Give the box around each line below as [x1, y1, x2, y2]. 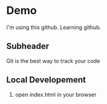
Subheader [6, 41, 50, 51]
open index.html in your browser [15, 91, 97, 98]
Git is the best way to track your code [6, 57, 100, 64]
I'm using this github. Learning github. [6, 24, 102, 31]
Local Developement [6, 75, 86, 85]
